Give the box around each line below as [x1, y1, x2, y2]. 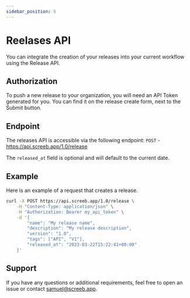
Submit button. [6, 104, 42, 111]
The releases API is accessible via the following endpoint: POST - [6, 137, 161, 144]
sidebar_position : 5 [6, 8, 57, 15]
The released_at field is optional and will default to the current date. [6, 155, 170, 162]
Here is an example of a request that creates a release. [6, 187, 139, 194]
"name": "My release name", [27, 220, 95, 226]
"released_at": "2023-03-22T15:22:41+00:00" [27, 242, 137, 248]
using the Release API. [6, 59, 60, 66]
